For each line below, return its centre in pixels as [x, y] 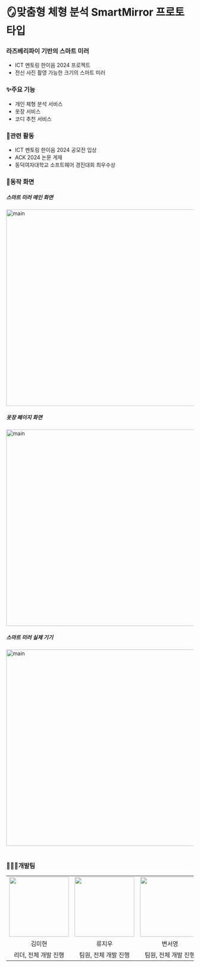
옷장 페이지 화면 [24, 417]
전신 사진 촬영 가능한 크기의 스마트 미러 [60, 73]
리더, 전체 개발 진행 [39, 955]
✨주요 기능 [21, 90]
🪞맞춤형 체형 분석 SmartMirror [80, 12]
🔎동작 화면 [20, 182]
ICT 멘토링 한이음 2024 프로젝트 [53, 65]
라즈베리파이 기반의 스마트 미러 [48, 51]
